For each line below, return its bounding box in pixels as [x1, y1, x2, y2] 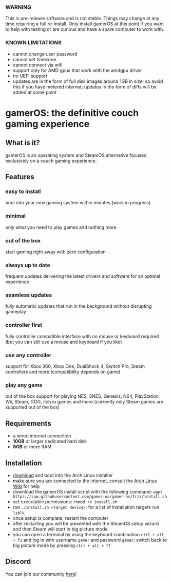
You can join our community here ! [5, 571, 77, 577]
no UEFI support [12, 73, 48, 79]
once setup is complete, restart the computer [12, 515, 109, 521]
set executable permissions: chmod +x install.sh [12, 498, 118, 505]
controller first [5, 322, 43, 329]
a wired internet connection [12, 433, 71, 439]
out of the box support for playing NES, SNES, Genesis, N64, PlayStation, [5, 393, 160, 399]
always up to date [5, 261, 50, 269]
